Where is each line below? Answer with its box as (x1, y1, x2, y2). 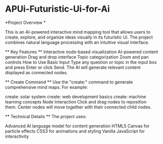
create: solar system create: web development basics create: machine (5, 94, 146, 100)
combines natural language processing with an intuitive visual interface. (5, 39, 150, 45)
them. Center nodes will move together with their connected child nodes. (5, 104, 152, 110)
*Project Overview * (5, 20, 46, 25)
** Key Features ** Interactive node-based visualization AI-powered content (5, 49, 159, 55)
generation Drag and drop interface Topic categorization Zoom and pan (5, 54, 149, 60)
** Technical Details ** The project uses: (5, 113, 87, 119)
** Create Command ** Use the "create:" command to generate (5, 79, 133, 85)
